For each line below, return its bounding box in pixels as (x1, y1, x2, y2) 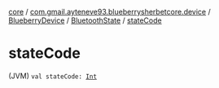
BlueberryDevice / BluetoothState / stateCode (8, 15, 162, 25)
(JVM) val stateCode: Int (8, 71, 98, 81)
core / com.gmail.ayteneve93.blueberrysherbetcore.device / (8, 7, 212, 16)
